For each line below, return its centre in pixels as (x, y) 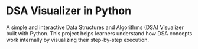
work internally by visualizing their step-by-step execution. (78, 40)
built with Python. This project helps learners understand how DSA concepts (99, 33)
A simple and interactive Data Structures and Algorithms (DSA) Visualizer (95, 27)
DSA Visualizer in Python (69, 11)
